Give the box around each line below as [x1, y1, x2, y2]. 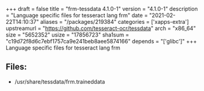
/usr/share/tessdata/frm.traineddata [14, 78, 105, 85]
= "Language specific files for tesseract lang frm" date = [5, 12, 148, 19]
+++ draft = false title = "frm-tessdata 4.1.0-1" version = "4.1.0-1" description [5, 5, 198, 12]
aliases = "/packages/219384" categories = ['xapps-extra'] [40, 18, 189, 25]
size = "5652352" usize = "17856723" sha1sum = [5, 31, 129, 38]
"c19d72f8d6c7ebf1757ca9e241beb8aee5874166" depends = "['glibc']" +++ [5, 38, 197, 45]
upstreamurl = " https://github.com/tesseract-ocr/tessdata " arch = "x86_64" [5, 24, 196, 32]
